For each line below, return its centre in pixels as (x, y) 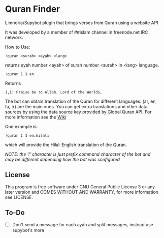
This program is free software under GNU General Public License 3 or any (80, 187)
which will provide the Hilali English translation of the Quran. (66, 145)
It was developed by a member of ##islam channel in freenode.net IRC (77, 32)
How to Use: (18, 47)
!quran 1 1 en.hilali (27, 135)
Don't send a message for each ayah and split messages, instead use (83, 224)
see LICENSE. (19, 197)
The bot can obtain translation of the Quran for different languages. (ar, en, (81, 101)
